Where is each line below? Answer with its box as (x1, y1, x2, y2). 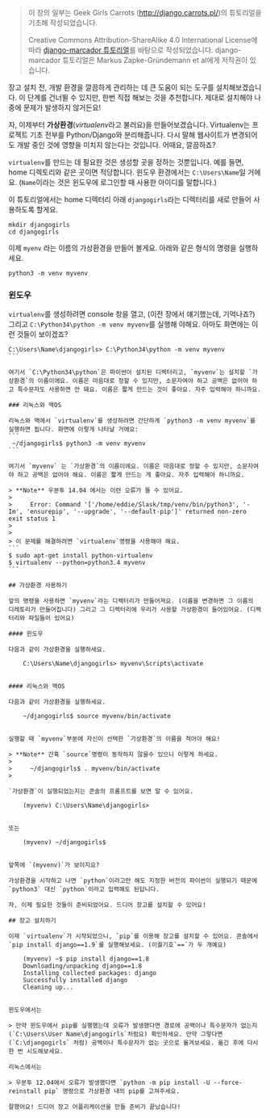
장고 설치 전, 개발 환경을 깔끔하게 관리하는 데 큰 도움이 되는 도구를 (8, 82, 214, 92)
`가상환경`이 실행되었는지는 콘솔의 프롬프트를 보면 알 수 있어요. (8, 788, 193, 796)
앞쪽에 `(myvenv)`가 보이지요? (8, 861, 100, 869)
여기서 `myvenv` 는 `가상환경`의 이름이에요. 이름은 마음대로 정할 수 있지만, (8, 462, 234, 471)
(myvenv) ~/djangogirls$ (23, 838, 106, 847)
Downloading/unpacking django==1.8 (23, 962, 143, 970)
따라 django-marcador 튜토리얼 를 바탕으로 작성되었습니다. (27, 45, 214, 55)
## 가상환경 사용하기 (8, 582, 68, 590)
